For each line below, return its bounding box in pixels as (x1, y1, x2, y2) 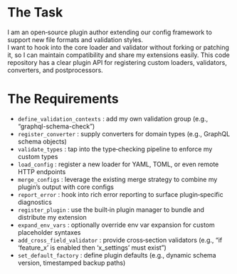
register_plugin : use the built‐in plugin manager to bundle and (17, 205, 205, 214)
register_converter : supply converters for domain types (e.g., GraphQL (17, 129, 231, 138)
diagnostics (17, 198, 52, 206)
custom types (17, 152, 58, 161)
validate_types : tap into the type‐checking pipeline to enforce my (17, 144, 213, 153)
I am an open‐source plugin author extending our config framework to (7, 28, 212, 36)
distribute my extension (17, 213, 87, 221)
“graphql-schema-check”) (17, 122, 95, 131)
